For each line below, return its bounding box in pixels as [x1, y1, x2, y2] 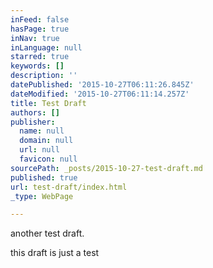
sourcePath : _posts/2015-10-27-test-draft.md [10, 163, 203, 173]
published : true [10, 172, 78, 183]
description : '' [10, 71, 78, 81]
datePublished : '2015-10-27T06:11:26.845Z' [10, 80, 195, 90]
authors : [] [10, 107, 60, 118]
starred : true [10, 52, 70, 62]
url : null [19, 145, 60, 155]
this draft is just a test [10, 247, 100, 259]
